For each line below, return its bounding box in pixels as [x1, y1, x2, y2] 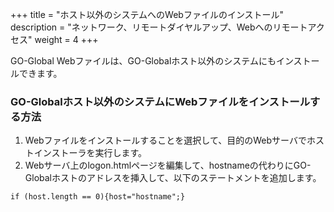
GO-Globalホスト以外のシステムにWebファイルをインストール [10, 94, 310, 108]
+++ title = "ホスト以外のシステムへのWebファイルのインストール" [10, 9, 285, 20]
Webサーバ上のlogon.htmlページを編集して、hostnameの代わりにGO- [24, 159, 312, 172]
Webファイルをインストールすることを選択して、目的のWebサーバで [24, 134, 307, 147]
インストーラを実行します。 [33, 147, 148, 159]
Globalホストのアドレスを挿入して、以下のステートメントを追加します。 [24, 172, 322, 184]
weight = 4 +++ [34, 34, 99, 45]
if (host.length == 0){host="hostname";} [10, 192, 186, 202]
